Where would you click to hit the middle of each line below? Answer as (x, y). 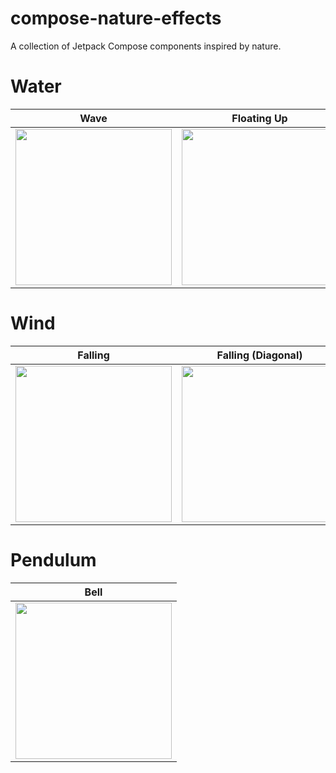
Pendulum (53, 560)
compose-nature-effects (116, 18)
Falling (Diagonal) (259, 355)
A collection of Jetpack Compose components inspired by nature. (146, 46)
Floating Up (259, 118)
